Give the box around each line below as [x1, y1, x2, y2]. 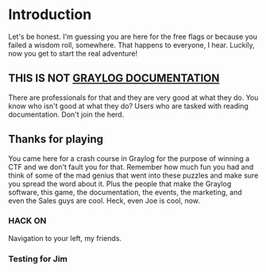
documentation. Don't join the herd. [8, 109, 125, 119]
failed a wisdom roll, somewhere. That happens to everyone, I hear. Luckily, [8, 40, 256, 49]
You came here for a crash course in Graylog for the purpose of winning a [8, 153, 250, 163]
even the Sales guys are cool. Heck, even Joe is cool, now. [8, 196, 201, 205]
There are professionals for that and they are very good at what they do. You [8, 93, 259, 102]
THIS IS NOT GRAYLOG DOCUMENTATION [8, 71, 220, 85]
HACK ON [8, 216, 47, 227]
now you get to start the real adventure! [8, 48, 138, 58]
